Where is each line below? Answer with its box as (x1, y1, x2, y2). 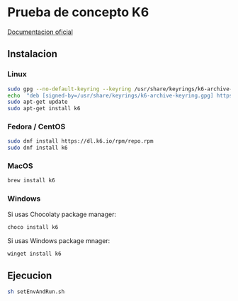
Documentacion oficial (7, 28, 73, 36)
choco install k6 (7, 223, 59, 230)
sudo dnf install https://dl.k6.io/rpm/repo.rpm (7, 138, 154, 145)
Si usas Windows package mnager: (7, 236, 110, 244)
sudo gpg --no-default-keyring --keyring (7, 85, 132, 93)
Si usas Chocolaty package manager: (7, 210, 117, 218)
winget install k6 (7, 250, 62, 257)
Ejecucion (7, 269, 52, 281)
